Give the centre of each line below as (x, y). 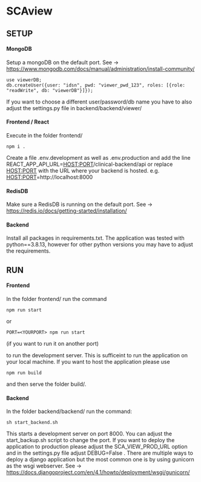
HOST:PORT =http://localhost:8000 (50, 177)
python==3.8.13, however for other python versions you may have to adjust (100, 245)
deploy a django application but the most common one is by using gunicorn (100, 460)
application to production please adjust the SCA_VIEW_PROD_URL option (97, 447)
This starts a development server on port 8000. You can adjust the (89, 434)
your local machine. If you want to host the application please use (88, 361)
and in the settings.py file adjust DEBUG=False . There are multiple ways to (100, 453)
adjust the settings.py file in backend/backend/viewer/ (74, 108)
